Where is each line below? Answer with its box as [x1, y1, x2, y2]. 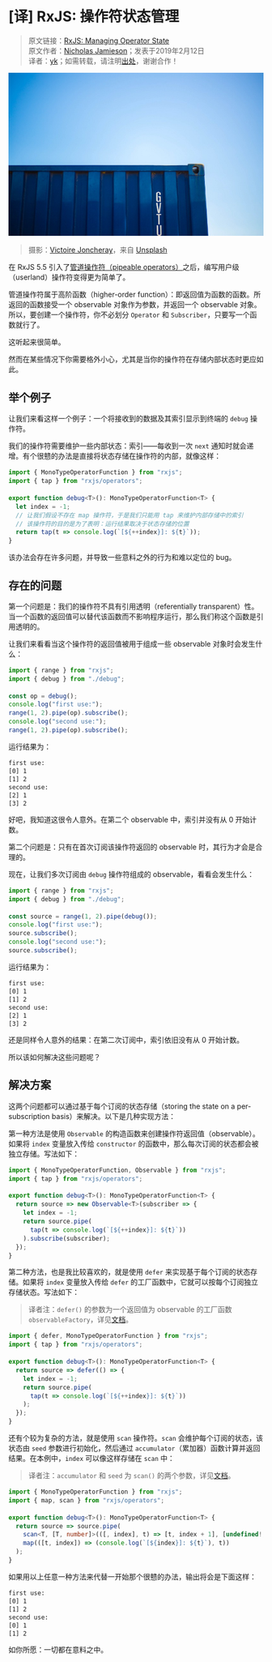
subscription [8, 1111, 50, 1121]
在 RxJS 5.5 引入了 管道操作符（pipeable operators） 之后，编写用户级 [8, 263, 240, 272]
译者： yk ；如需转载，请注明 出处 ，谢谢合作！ [28, 56, 179, 66]
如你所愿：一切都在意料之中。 [8, 1644, 108, 1654]
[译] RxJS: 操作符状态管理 [8, 7, 180, 26]
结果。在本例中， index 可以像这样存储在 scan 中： [8, 1454, 176, 1463]
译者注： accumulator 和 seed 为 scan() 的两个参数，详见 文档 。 [28, 1471, 236, 1480]
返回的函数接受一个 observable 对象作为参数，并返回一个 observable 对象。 [8, 300, 261, 310]
